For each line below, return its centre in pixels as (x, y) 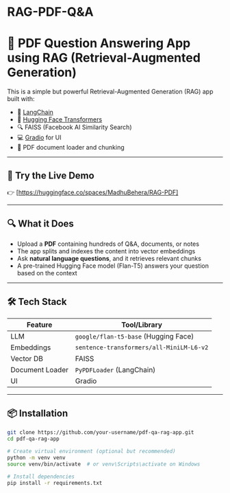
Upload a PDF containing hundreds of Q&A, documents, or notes (108, 244)
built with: (21, 99)
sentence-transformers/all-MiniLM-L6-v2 (142, 347)
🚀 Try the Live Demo (51, 175)
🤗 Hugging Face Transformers (60, 119)
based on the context (47, 273)
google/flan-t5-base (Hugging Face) (135, 336)
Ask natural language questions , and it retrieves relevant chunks (109, 258)
